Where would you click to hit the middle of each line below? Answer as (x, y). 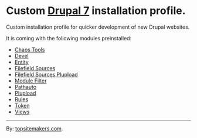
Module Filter (30, 81)
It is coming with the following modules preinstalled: (69, 38)
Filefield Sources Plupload (46, 74)
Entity (22, 62)
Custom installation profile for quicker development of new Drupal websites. (98, 27)
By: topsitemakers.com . (35, 128)
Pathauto (26, 87)
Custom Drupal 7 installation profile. (96, 11)
